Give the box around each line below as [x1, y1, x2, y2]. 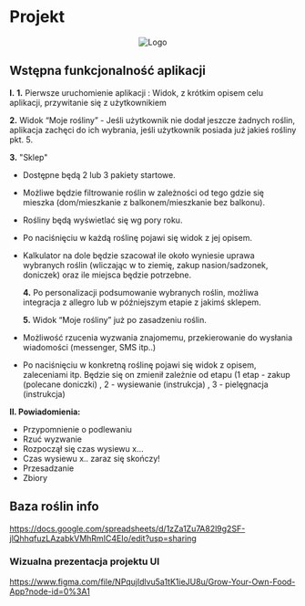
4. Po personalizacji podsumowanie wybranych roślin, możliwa [22, 287, 259, 298]
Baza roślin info [9, 499, 99, 515]
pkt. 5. [9, 134, 34, 145]
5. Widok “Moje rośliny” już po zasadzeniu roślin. [22, 314, 208, 325]
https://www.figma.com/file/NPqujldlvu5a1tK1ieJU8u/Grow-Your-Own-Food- [9, 576, 296, 587]
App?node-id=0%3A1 [9, 586, 91, 597]
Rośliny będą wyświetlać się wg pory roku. [22, 214, 183, 225]
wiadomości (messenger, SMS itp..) [22, 341, 157, 352]
